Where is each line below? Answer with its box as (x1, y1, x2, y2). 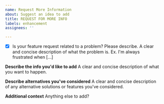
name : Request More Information (5, 7, 72, 12)
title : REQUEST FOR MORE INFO (5, 16, 68, 21)
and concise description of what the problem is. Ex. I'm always (12, 49, 140, 55)
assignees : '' (5, 26, 35, 31)
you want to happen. (5, 69, 47, 75)
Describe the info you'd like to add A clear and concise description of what (5, 64, 159, 69)
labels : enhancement (5, 21, 48, 26)
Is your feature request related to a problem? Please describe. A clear (12, 43, 154, 49)
